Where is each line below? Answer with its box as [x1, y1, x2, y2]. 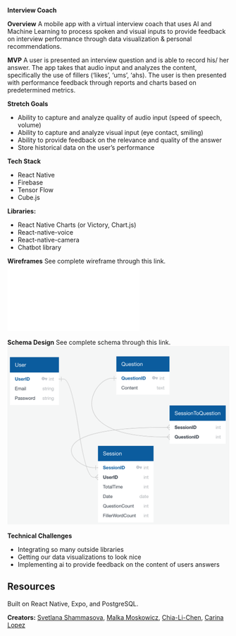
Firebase [17, 178, 44, 187]
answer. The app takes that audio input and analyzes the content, [7, 64, 197, 71]
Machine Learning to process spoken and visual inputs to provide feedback [7, 28, 226, 35]
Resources [7, 581, 56, 593]
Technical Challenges [7, 531, 73, 540]
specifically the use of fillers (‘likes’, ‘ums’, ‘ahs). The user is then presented [7, 71, 227, 79]
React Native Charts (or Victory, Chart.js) [17, 220, 137, 229]
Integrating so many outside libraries [17, 546, 125, 554]
